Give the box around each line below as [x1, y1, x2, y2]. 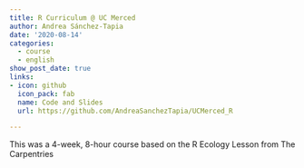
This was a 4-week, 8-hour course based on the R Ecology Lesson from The [9, 139, 296, 150]
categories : [9, 38, 54, 48]
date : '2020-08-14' [9, 30, 83, 39]
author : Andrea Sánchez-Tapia [9, 22, 124, 31]
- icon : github [9, 81, 67, 90]
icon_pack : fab [17, 89, 75, 98]
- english [17, 55, 54, 64]
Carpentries [9, 149, 54, 160]
